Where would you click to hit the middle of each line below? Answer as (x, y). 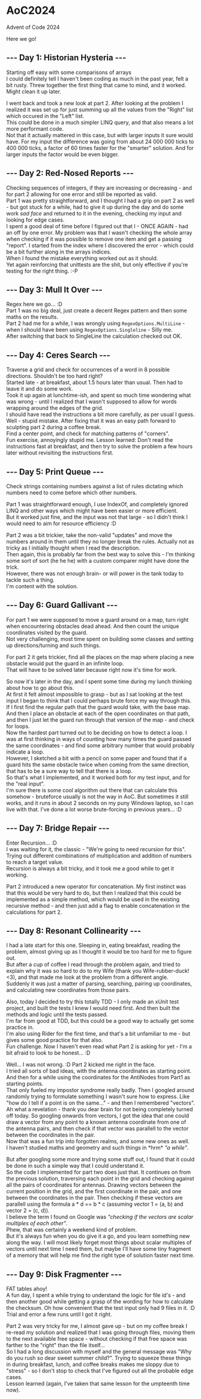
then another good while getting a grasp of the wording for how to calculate (100, 1301)
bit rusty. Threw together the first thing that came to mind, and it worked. (96, 85)
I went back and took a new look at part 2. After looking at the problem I (95, 103)
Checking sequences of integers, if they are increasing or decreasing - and (99, 188)
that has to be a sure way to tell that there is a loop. (70, 771)
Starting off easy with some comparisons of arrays (69, 72)
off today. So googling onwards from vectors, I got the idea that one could (98, 1116)
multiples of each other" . (37, 1223)
